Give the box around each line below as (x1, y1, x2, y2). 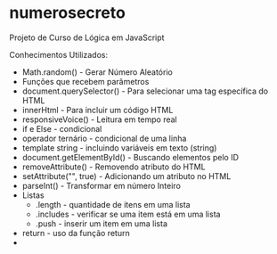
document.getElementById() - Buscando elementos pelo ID (21, 152, 239, 162)
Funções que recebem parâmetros (21, 76, 150, 86)
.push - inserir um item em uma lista (35, 217, 167, 229)
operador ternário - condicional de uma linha (21, 133, 187, 143)
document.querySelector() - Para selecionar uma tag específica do (21, 86, 269, 96)
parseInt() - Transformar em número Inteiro (21, 180, 181, 191)
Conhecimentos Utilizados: (9, 49, 109, 60)
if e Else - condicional (21, 123, 102, 134)
